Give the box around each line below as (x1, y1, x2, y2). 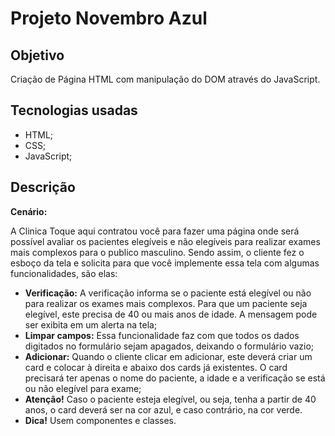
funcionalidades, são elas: (10, 267, 118, 279)
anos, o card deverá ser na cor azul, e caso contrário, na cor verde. (24, 403, 303, 416)
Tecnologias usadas (10, 102, 138, 119)
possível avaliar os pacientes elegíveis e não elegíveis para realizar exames (10, 235, 321, 247)
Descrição (10, 179, 76, 196)
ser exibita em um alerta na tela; (24, 318, 158, 331)
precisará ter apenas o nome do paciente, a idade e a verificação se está (24, 372, 326, 384)
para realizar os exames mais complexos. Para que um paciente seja (24, 297, 308, 309)
